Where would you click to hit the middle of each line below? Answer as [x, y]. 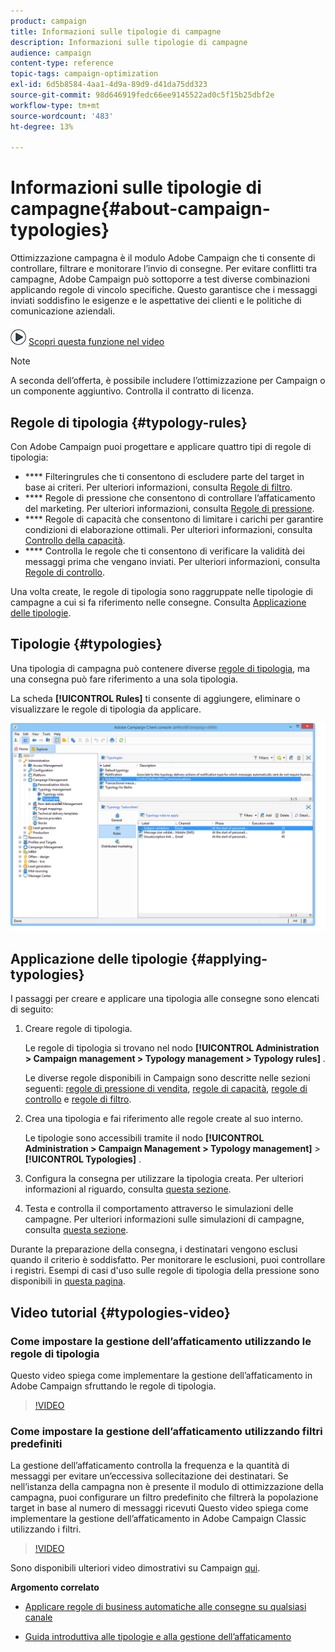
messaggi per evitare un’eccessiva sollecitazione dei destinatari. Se [149, 1476]
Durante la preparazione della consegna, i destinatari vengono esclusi [154, 1249]
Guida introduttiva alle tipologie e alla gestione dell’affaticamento [158, 1637]
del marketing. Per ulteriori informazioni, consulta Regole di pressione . [169, 508]
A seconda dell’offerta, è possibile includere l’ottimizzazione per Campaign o [168, 381]
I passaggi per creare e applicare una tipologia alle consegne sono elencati [165, 999]
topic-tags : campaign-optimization [84, 74]
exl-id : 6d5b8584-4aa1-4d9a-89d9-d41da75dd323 [109, 85]
